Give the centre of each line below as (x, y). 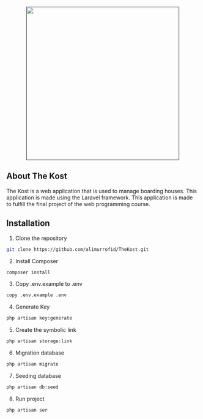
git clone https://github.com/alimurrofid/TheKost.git (78, 249)
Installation (28, 224)
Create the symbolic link (46, 330)
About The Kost (37, 176)
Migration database (40, 353)
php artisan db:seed (33, 387)
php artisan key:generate (39, 318)
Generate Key (32, 307)
